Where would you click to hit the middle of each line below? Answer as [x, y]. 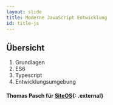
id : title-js [23, 23]
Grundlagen [30, 63]
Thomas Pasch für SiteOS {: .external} [55, 95]
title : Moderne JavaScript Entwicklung [57, 18]
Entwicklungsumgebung [45, 82]
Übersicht [26, 48]
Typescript [29, 75]
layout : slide [24, 12]
